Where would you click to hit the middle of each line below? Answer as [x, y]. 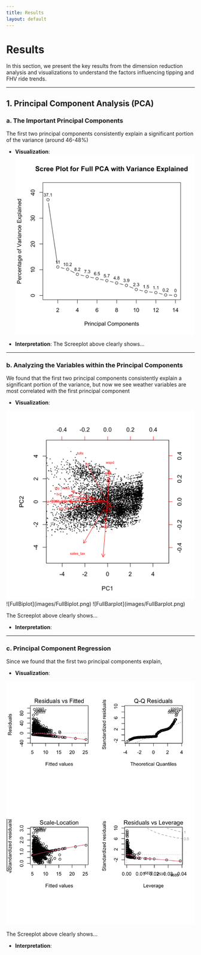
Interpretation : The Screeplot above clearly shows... [80, 344]
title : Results [25, 13]
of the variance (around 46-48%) [47, 140]
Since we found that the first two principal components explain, [84, 662]
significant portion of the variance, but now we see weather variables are [96, 385]
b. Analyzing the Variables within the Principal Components [95, 365]
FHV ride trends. [26, 79]
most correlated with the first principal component [68, 391]
